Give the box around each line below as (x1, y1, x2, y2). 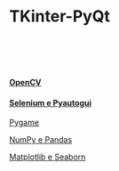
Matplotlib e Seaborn (9, 151, 86, 162)
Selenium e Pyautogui (9, 97, 91, 108)
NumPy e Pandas (9, 134, 73, 145)
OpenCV (9, 77, 42, 87)
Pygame (9, 118, 40, 128)
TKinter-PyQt (9, 6, 111, 27)
